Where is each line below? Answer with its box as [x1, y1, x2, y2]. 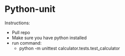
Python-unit [4, 3, 55, 15]
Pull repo [11, 29, 30, 35]
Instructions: [4, 20, 30, 26]
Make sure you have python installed [11, 35, 87, 41]
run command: [11, 40, 42, 46]
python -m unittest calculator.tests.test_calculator [19, 45, 121, 51]
